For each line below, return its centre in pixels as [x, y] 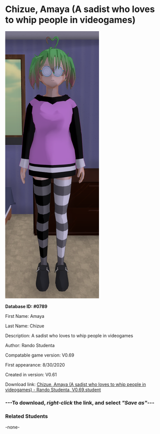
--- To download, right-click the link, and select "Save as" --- [80, 402]
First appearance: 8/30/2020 [35, 365]
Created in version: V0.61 [31, 374]
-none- [12, 427]
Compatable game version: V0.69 [40, 355]
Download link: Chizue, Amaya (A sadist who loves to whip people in [75, 384]
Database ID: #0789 [26, 306]
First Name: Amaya [25, 316]
